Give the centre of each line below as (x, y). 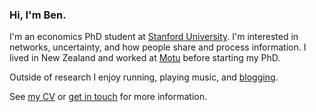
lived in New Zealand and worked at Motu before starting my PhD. (145, 58)
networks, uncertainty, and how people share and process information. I (158, 47)
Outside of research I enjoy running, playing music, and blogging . (144, 77)
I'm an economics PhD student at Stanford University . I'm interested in (154, 37)
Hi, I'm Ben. (38, 15)
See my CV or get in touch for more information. (108, 97)
